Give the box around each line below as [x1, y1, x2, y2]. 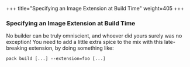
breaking [6, 44, 27, 51]
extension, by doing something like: [28, 44, 114, 51]
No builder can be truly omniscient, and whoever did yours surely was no [6, 32, 182, 39]
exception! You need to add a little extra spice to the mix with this [6, 39, 163, 46]
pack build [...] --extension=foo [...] [6, 56, 106, 62]
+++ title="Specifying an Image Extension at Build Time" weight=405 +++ [6, 5, 184, 12]
